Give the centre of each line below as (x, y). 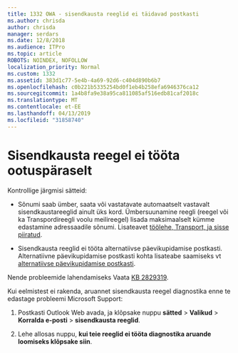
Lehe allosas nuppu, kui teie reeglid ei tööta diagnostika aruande (114, 334)
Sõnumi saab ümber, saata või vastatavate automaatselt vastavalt (114, 204)
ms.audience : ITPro (36, 47)
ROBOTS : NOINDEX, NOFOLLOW (47, 61)
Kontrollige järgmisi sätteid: (47, 190)
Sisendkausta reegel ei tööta (94, 155)
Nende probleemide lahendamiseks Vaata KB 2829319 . (88, 277)
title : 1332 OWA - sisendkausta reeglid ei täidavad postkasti (103, 14)
